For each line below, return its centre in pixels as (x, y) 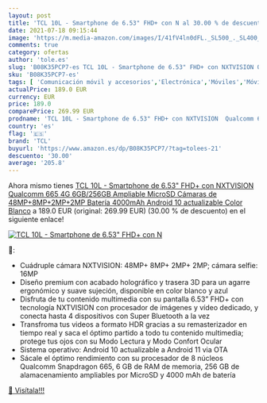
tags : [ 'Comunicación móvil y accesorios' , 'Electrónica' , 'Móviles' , (126, 82)
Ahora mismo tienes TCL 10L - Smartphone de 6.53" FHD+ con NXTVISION (131, 186)
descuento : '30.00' (41, 155)
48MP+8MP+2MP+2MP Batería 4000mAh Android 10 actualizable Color (126, 202)
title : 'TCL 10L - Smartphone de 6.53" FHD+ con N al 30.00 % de (118, 23)
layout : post (30, 15)
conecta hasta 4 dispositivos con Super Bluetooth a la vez (115, 316)
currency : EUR (32, 97)
